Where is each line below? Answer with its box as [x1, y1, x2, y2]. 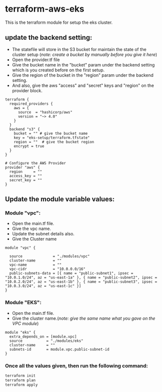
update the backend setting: [5, 33, 92, 42]
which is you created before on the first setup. [12, 67, 105, 73]
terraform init [5, 374, 36, 378]
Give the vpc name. [12, 226, 51, 231]
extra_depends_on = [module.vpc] [9, 334, 77, 339]
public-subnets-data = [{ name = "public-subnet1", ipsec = [9, 271, 133, 276]
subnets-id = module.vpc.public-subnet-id [9, 347, 110, 352]
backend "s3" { [9, 127, 40, 131]
